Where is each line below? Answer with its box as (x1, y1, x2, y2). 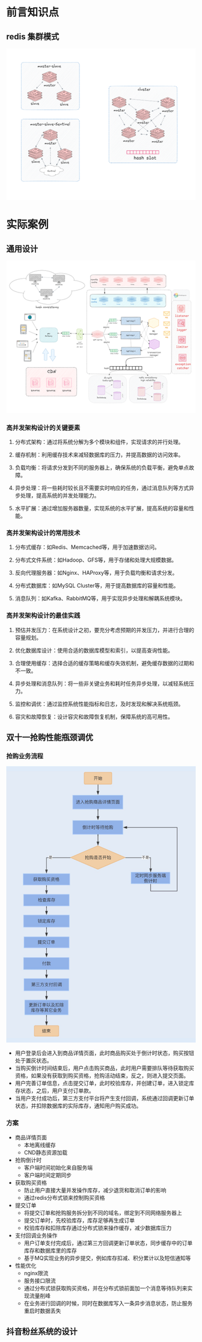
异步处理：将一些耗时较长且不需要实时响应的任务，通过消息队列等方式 (14, 484, 189, 492)
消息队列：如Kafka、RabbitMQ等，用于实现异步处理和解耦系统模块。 (14, 595, 186, 602)
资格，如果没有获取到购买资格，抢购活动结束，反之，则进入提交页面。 (14, 1072, 189, 1080)
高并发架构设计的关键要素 (6, 423, 81, 432)
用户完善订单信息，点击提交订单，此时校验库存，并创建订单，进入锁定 (14, 1080, 189, 1087)
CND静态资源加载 (23, 1148, 68, 1156)
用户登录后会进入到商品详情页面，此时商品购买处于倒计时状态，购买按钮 (14, 1049, 194, 1057)
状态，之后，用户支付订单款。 (20, 1087, 94, 1095)
